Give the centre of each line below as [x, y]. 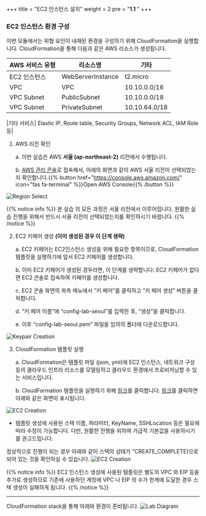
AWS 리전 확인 [33, 144]
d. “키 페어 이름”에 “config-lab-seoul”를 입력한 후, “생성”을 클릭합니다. [100, 311]
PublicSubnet [80, 97]
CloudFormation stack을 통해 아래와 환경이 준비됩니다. [73, 506]
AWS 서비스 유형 [32, 65]
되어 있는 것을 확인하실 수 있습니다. [48, 459]
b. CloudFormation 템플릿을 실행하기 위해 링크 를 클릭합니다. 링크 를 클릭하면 [106, 390]
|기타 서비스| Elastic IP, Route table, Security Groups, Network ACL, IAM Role [102, 123]
